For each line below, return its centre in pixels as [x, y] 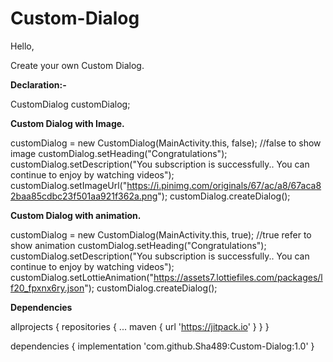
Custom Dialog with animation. [76, 215]
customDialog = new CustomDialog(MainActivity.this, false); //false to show [166, 143]
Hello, [22, 46]
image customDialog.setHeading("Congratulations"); [119, 153]
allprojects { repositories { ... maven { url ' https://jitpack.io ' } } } [140, 326]
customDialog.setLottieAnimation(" [82, 277]
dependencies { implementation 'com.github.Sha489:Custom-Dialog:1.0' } [162, 346]
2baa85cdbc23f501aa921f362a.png [84, 196]
